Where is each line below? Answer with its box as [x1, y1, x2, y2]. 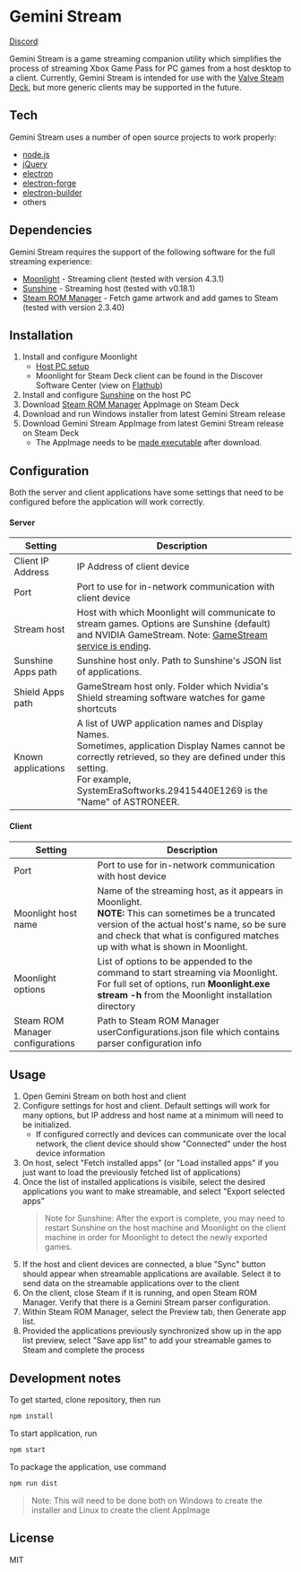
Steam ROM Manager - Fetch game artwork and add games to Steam [21, 292, 279, 303]
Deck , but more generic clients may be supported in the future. [9, 82, 242, 92]
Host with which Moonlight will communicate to [76, 607, 276, 619]
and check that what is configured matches [97, 929, 279, 942]
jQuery [21, 159, 47, 169]
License [9, 1531, 55, 1546]
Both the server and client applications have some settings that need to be [9, 487, 284, 498]
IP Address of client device [76, 560, 190, 573]
